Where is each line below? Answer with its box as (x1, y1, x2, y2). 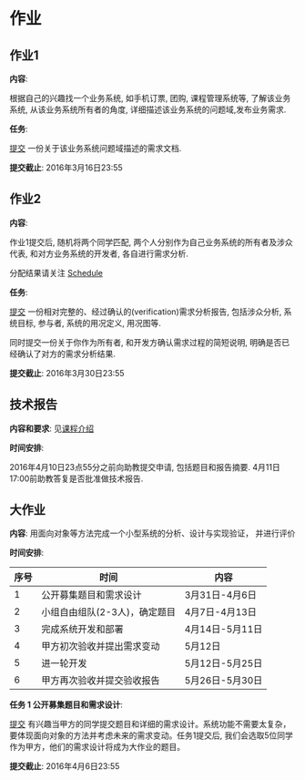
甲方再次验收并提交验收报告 (41, 674, 161, 687)
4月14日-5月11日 (184, 623, 263, 636)
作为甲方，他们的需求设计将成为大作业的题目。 (9, 742, 185, 753)
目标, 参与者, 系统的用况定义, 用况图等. (16, 317, 161, 328)
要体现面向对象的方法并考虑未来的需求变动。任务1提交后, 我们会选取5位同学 (9, 730, 293, 741)
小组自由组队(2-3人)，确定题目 (41, 606, 176, 619)
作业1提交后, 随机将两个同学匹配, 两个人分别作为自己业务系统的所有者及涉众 (9, 236, 293, 247)
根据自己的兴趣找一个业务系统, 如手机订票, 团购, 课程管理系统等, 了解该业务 (9, 93, 291, 103)
